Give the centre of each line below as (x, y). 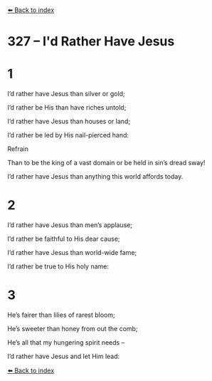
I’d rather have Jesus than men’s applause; (70, 225)
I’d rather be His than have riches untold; (67, 108)
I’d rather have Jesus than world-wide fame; (72, 253)
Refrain (18, 149)
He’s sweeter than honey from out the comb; (73, 329)
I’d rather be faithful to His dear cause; (64, 239)
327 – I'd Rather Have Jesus (91, 42)
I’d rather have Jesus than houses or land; (69, 121)
